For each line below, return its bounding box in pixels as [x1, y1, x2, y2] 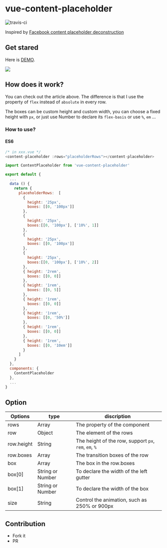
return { [14, 186, 32, 191]
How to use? [5, 126, 36, 133]
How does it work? [5, 80, 64, 89]
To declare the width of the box [76, 485, 149, 492]
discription [104, 413, 131, 420]
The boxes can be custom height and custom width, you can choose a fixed [5, 108, 161, 114]
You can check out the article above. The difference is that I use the [5, 93, 144, 99]
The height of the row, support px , [76, 438, 155, 445]
